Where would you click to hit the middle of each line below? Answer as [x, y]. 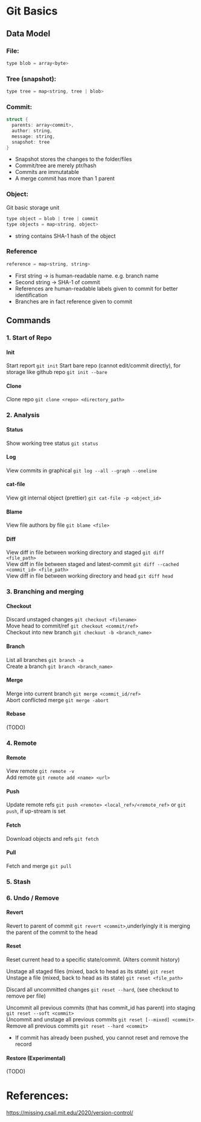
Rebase [16, 714]
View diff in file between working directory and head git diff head [90, 576]
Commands [29, 320]
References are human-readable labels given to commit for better [96, 289]
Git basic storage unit [33, 207]
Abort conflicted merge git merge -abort [58, 700]
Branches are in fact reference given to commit [74, 301]
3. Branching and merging [45, 592]
